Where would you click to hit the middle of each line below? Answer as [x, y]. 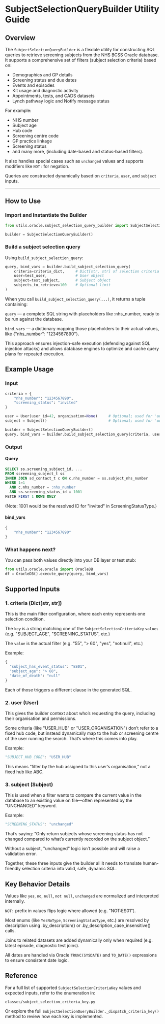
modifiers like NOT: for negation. [37, 166]
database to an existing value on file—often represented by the [69, 801]
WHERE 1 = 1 [15, 483]
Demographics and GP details [42, 75]
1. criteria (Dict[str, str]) [34, 603]
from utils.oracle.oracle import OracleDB [49, 569]
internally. [15, 901]
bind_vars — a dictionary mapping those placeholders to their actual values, [82, 328]
